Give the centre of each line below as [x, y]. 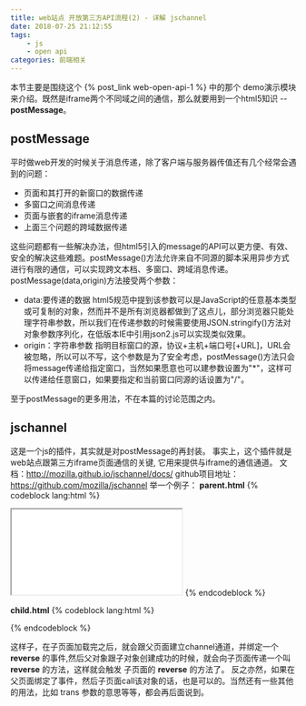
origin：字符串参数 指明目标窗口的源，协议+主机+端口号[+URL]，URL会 [157, 345]
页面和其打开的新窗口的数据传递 [83, 193]
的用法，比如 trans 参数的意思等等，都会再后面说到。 [110, 691]
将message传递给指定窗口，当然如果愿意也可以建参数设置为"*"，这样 [153, 368]
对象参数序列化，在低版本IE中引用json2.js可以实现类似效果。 [137, 334]
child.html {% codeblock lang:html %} [83, 610]
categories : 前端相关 [49, 60]
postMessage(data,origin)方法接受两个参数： [94, 280]
